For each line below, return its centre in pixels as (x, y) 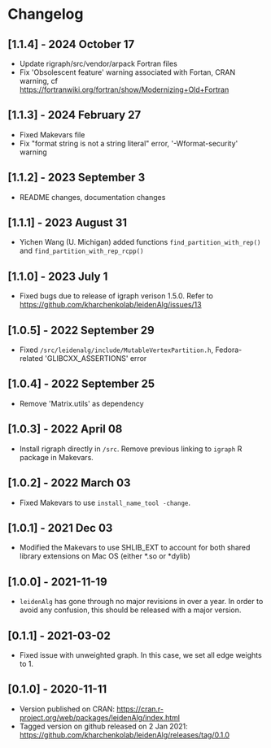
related (31, 359)
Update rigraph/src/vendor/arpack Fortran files (98, 63)
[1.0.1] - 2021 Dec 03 (60, 528)
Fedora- (228, 350)
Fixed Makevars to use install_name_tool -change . (105, 502)
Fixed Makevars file (52, 134)
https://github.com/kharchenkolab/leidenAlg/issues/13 (110, 305)
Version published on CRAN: (67, 709)
